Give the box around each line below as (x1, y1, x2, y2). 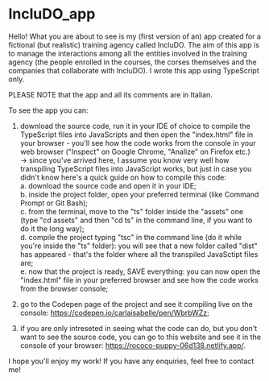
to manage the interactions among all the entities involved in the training (8, 48, 248, 58)
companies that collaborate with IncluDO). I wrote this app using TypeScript (8, 65, 259, 75)
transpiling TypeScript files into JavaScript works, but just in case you (19, 164, 252, 173)
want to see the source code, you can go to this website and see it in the (19, 332, 262, 342)
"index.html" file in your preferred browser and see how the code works (19, 275, 259, 284)
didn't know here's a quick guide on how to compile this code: (19, 172, 227, 182)
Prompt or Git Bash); (19, 198, 89, 208)
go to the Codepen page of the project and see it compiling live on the (19, 299, 254, 309)
